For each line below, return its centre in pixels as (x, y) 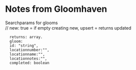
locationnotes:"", (29, 58)
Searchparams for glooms (32, 23)
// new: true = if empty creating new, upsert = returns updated (68, 28)
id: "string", (24, 45)
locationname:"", (27, 54)
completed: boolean (30, 63)
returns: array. (26, 37)
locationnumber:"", (30, 50)
